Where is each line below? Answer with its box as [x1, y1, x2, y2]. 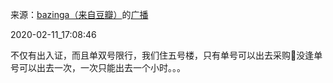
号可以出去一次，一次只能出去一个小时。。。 [10, 62, 186, 73]
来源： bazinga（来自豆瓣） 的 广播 [10, 9, 149, 20]
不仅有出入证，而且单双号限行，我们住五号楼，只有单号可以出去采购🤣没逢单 [10, 49, 323, 61]
